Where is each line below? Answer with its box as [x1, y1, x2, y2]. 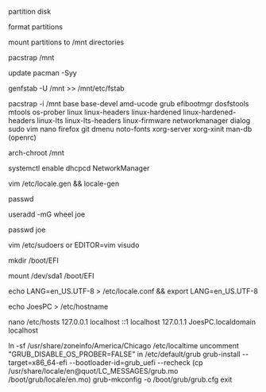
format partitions [8, 22, 64, 31]
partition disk [8, 7, 52, 16]
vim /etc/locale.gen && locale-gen [8, 179, 120, 188]
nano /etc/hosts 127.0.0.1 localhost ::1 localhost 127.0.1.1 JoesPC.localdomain [8, 317, 256, 326]
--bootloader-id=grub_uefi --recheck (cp [68, 358, 204, 367]
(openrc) [8, 133, 37, 142]
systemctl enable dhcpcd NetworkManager [8, 163, 150, 173]
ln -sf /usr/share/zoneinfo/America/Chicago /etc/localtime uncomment [8, 341, 240, 350]
